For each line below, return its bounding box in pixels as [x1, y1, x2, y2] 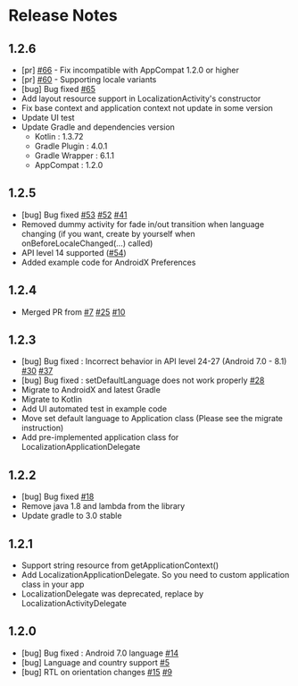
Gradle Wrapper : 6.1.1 [34, 150, 115, 161]
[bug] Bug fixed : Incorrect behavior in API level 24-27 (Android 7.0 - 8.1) [21, 356, 287, 367]
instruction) [21, 422, 64, 434]
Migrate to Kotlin [21, 394, 82, 405]
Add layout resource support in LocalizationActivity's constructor [21, 93, 261, 104]
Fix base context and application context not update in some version [21, 103, 274, 113]
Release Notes [8, 5, 118, 26]
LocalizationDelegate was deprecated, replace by [21, 589, 204, 599]
